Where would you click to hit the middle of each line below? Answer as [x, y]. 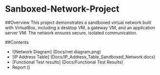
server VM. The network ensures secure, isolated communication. [71, 33]
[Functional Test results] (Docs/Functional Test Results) [67, 62]
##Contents [17, 42]
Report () [21, 67]
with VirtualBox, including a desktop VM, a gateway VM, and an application [80, 27]
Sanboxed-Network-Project [62, 9]
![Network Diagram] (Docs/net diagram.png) [56, 52]
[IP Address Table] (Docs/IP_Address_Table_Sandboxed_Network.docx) [84, 56]
